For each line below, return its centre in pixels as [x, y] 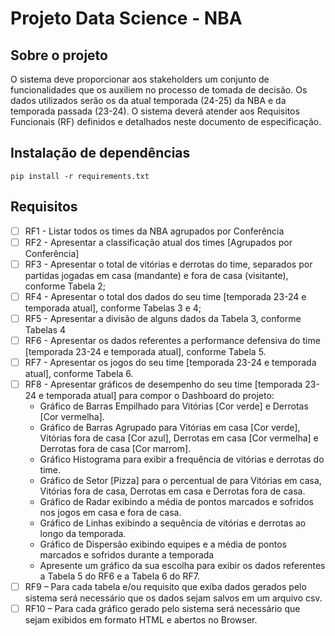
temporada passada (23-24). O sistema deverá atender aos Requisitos [155, 111]
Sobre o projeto [59, 55]
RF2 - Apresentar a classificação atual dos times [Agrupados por [158, 242]
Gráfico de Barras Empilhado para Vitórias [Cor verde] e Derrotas [174, 406]
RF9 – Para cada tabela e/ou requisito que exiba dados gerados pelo [165, 587]
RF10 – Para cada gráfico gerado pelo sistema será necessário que [162, 609]
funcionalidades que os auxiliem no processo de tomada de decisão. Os [159, 90]
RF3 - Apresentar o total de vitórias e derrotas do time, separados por [168, 264]
